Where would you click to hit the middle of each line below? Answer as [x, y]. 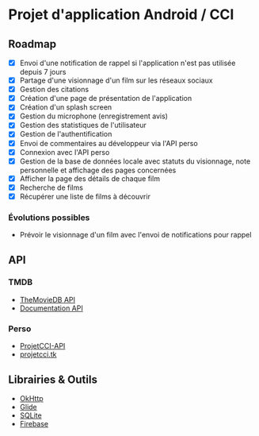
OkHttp [31, 398]
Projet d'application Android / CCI [121, 15]
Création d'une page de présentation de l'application [106, 98]
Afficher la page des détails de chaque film [90, 178]
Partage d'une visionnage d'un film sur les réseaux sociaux [116, 80]
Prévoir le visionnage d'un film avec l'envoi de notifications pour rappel [135, 235]
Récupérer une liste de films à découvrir [85, 196]
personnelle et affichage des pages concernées [98, 170]
